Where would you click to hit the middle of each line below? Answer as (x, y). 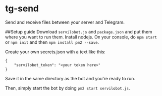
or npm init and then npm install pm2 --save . (52, 42)
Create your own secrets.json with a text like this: (55, 52)
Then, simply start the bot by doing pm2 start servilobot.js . (68, 88)
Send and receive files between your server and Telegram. (65, 22)
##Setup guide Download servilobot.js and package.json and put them (79, 32)
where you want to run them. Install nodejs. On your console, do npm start (81, 37)
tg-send (22, 9)
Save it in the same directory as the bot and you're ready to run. (70, 78)
